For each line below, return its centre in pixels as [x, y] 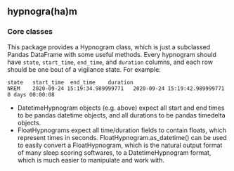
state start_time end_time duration [70, 82]
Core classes [30, 32]
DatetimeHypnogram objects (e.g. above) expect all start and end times [121, 108]
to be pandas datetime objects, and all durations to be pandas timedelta [121, 115]
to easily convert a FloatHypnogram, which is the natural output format [120, 145]
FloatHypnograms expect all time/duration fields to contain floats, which [122, 130]
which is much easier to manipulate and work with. [91, 160]
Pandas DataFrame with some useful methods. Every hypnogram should [112, 54]
